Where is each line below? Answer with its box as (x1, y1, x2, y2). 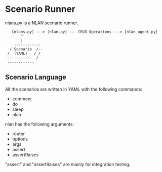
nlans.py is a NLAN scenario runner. (5, 20, 78, 26)
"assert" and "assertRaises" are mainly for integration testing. (5, 161, 131, 167)
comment (12, 95, 32, 102)
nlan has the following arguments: (5, 121, 74, 127)
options (12, 136, 28, 142)
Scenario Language (5, 73, 67, 82)
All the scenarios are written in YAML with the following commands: (5, 86, 142, 92)
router (12, 130, 25, 136)
